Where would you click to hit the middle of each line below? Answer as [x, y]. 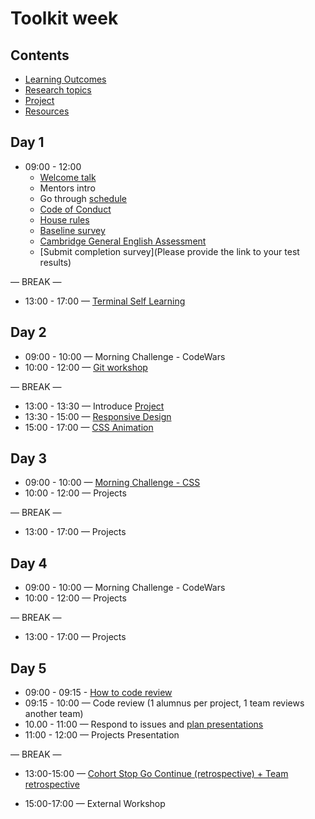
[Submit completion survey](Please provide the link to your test [169, 251]
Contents [40, 55]
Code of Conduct [75, 209]
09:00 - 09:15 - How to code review [98, 693]
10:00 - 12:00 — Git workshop [86, 367]
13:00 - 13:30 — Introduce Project [94, 406]
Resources [47, 111]
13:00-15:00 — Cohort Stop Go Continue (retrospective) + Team [156, 774]
